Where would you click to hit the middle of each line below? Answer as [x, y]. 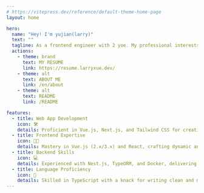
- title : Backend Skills [43, 152]
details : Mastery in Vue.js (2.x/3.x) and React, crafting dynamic [104, 147]
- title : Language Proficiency [51, 169]
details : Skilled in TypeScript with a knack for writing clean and [106, 181]
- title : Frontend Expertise [49, 135]
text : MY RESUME [43, 62]
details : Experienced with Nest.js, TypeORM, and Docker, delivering [107, 164]
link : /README [40, 102]
